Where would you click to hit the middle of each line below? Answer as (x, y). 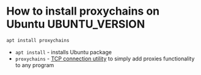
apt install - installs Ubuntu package (63, 52)
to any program (35, 65)
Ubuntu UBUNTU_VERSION (76, 24)
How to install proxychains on (83, 11)
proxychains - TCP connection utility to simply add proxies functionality (105, 59)
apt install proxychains (38, 40)
